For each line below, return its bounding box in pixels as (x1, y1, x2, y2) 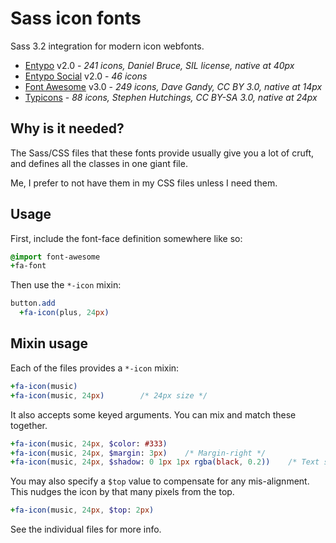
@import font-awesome (10, 252, 101, 262)
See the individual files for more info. (10, 523, 162, 536)
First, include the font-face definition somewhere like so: (10, 232, 243, 244)
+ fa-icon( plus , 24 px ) (19, 308, 110, 318)
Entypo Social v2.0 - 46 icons (24, 70, 148, 82)
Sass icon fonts (10, 7, 142, 30)
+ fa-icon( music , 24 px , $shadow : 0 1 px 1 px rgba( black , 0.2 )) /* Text (10, 457, 320, 467)
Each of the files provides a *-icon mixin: (10, 362, 180, 374)
